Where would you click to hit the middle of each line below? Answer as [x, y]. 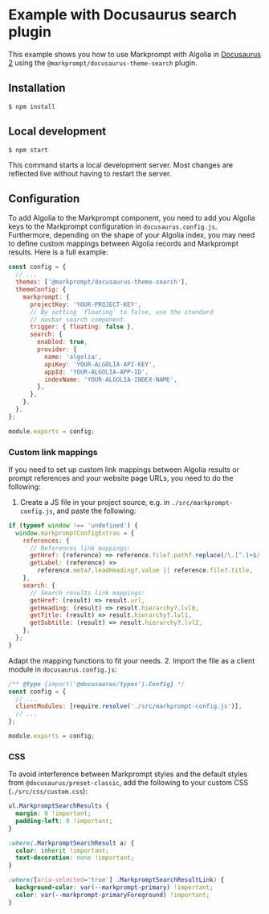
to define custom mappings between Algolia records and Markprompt [124, 244]
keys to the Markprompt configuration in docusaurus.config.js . [113, 226]
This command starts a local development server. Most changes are [121, 165]
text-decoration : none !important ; [75, 858]
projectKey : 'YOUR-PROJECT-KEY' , [86, 304]
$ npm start [28, 150]
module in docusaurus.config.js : [63, 669]
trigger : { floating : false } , [82, 327]
